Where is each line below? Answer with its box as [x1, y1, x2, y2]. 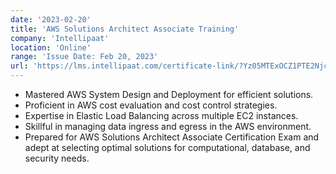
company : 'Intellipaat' [10, 33, 110, 43]
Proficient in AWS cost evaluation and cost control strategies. [24, 99, 278, 111]
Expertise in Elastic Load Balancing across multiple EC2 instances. [24, 110, 299, 121]
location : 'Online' [10, 42, 92, 53]
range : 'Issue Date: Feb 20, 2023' [10, 52, 159, 62]
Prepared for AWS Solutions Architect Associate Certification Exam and [24, 131, 320, 143]
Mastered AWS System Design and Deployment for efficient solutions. [24, 89, 314, 100]
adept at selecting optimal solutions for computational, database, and [24, 142, 311, 153]
